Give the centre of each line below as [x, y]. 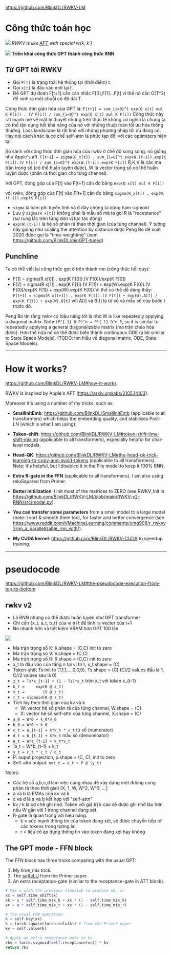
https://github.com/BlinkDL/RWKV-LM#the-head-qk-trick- [97, 455]
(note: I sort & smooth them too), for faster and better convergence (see [89, 517]
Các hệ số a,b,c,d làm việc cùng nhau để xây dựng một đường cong [84, 783]
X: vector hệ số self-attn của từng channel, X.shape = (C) [81, 713]
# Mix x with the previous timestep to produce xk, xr [65, 891]
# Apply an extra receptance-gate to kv [49, 938]
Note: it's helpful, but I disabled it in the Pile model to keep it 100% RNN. [89, 466]
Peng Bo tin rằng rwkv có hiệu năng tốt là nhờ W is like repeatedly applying [84, 316]
